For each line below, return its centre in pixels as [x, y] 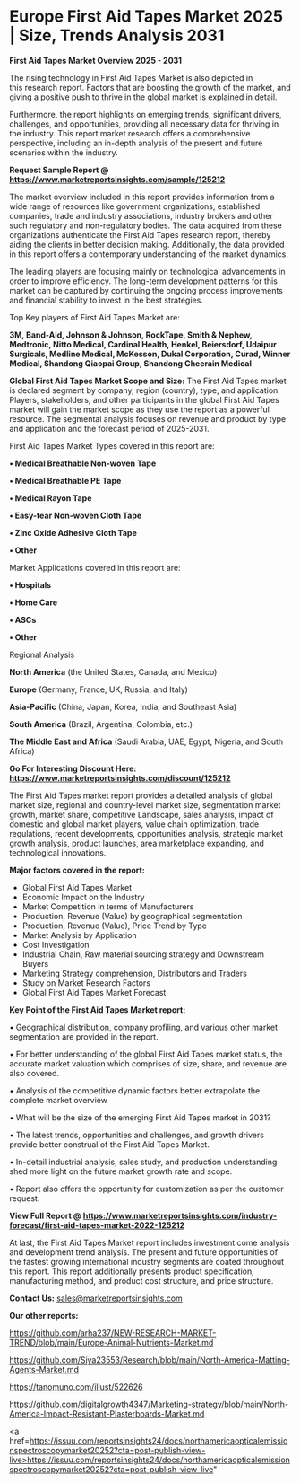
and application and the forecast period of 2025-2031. [109, 428]
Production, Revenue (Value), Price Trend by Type [115, 926]
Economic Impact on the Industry [83, 897]
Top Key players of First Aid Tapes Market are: [95, 317]
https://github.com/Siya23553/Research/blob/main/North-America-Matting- [150, 1360]
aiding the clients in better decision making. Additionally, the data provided [147, 244]
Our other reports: [44, 1315]
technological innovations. [58, 852]
